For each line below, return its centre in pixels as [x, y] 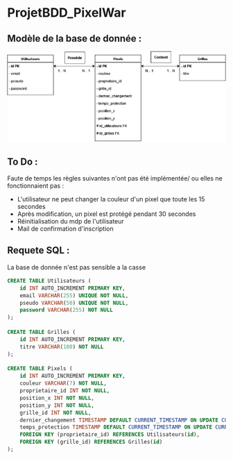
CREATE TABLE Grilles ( [42, 332]
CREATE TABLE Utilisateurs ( [49, 281]
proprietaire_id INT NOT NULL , [65, 391]
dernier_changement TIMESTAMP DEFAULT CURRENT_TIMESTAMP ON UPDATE [119, 420]
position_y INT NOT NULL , [57, 405]
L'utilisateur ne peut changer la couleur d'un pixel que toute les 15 [111, 199]
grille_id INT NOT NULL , [55, 412]
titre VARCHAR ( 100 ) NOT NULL [62, 347]
